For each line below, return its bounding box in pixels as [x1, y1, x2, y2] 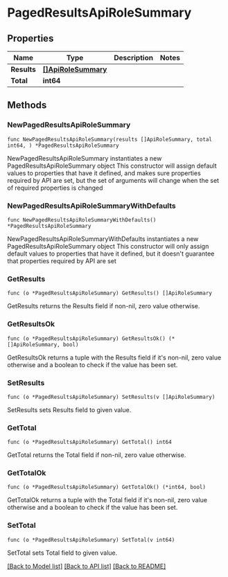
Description [114, 53, 154, 62]
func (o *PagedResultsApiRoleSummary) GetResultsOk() [7, 335, 166, 342]
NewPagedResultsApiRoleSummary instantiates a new [7, 154, 162, 162]
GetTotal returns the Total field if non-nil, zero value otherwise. [7, 451, 186, 459]
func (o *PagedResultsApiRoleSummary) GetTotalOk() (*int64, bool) [7, 483, 207, 491]
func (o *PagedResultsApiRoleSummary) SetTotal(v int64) [7, 536, 175, 543]
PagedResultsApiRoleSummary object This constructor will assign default [7, 161, 217, 170]
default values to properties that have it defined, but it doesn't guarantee [7, 249, 215, 258]
